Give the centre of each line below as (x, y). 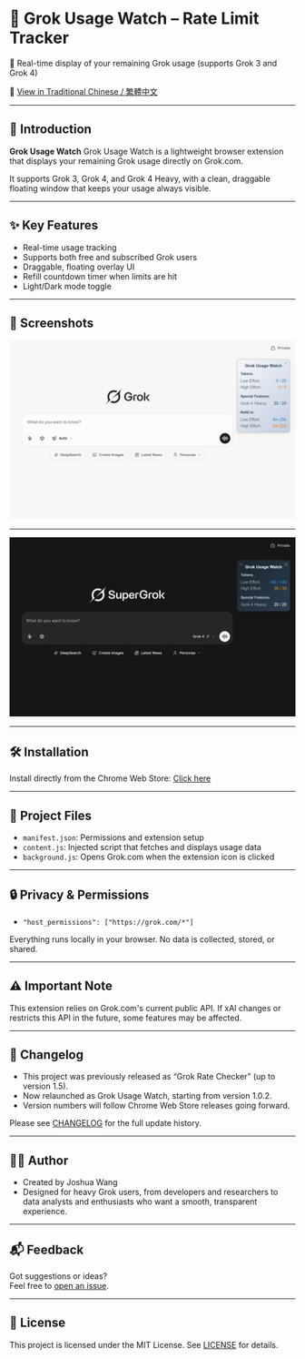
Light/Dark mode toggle (67, 286)
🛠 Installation (49, 751)
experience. (45, 1212)
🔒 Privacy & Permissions (79, 895)
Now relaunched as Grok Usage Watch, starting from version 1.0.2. (147, 1096)
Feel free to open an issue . (59, 1286)
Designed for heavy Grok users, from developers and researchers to (150, 1192)
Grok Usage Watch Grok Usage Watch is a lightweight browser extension (147, 151)
